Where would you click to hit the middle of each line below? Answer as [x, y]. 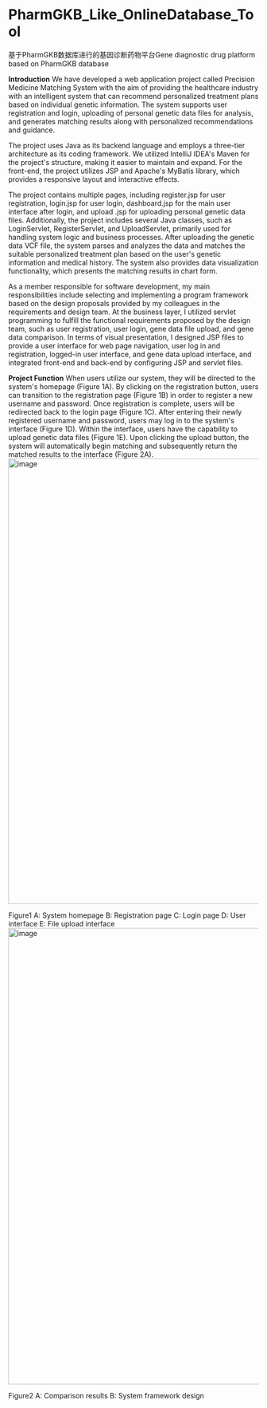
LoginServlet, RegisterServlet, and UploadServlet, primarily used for [120, 228]
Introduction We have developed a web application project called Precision [132, 79]
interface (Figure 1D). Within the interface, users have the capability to [123, 429]
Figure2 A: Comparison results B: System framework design [106, 1395]
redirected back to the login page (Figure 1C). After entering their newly [125, 411]
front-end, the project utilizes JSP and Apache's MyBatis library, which [124, 171]
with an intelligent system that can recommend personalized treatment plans [133, 96]
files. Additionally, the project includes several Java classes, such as [120, 220]
